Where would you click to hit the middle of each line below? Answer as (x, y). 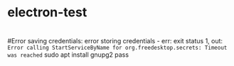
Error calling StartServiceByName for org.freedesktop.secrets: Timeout (117, 48)
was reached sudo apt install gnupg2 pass (68, 55)
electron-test (47, 12)
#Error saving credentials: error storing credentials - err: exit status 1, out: (115, 41)
